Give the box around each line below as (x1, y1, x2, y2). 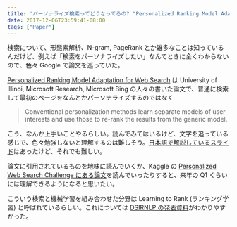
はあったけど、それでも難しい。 (13, 147, 106, 155)
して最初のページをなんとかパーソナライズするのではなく (7, 93, 174, 102)
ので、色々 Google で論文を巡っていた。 (7, 61, 124, 70)
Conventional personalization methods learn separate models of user (24, 108, 226, 116)
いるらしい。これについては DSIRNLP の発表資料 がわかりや (48, 203, 220, 212)
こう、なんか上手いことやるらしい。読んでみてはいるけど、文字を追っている (7, 129, 229, 138)
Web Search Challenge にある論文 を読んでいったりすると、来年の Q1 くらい (7, 171, 228, 179)
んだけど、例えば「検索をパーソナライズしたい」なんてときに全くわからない (7, 52, 229, 60)
